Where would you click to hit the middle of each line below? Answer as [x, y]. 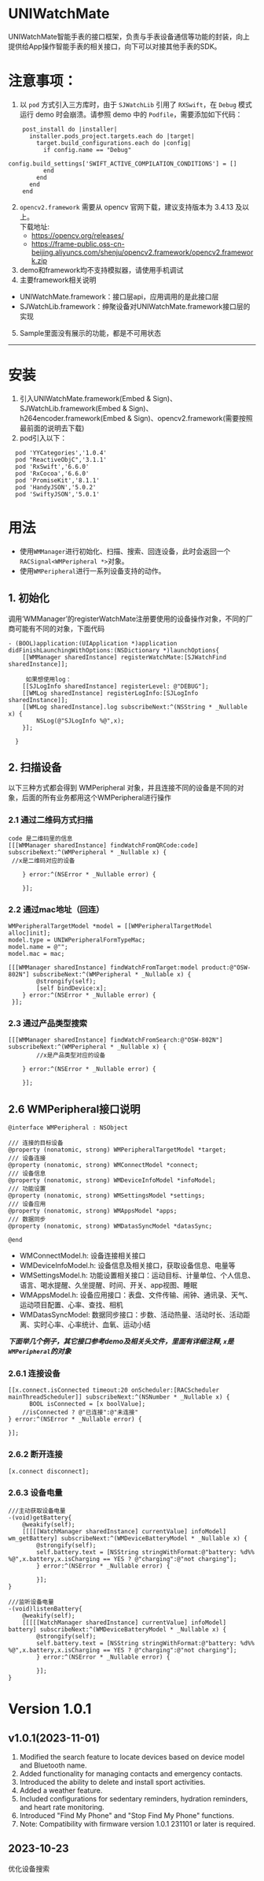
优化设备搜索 [29, 1868]
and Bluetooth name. [53, 1765]
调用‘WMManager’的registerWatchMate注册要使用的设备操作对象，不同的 [127, 619]
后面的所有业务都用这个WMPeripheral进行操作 [96, 797]
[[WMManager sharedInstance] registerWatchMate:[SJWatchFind [124, 657]
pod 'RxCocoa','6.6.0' [52, 474]
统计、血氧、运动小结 [116, 1325]
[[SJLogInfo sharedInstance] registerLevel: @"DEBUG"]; [116, 686]
